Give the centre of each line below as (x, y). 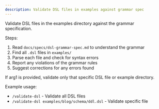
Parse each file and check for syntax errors (55, 57)
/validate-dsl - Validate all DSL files (49, 96)
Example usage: (21, 86)
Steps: (11, 38)
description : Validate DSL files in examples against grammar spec (75, 9)
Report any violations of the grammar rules (55, 62)
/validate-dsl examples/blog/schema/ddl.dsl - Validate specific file (80, 101)
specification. (19, 28)
